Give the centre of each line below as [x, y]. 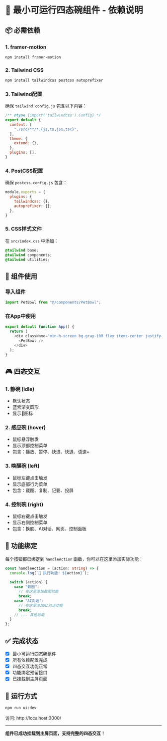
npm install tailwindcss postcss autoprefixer [54, 80]
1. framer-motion [26, 47]
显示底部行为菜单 [30, 484]
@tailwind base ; [22, 250]
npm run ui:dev [21, 708]
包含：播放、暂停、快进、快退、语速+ [51, 452]
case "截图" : [27, 587]
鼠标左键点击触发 [30, 478]
